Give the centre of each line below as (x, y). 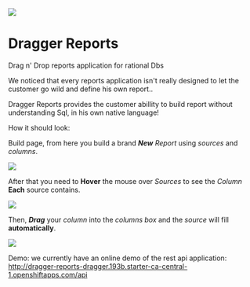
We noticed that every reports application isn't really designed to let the (123, 80)
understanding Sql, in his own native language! (83, 112)
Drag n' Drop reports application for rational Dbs (86, 65)
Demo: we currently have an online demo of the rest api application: (118, 258)
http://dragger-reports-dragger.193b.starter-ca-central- (98, 266)
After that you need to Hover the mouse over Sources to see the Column (125, 181)
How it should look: (39, 127)
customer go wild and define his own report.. (81, 89)
